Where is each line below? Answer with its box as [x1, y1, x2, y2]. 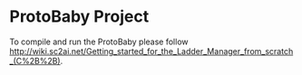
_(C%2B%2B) [9, 55, 61, 66]
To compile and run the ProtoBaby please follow [9, 36, 189, 47]
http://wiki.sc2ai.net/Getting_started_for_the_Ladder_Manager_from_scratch [9, 45, 294, 56]
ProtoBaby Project [9, 6, 150, 27]
